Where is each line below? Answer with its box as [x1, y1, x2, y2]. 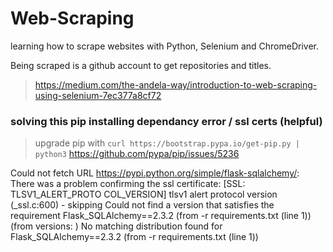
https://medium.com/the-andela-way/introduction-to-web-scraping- [34, 78, 318, 91]
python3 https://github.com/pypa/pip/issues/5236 [34, 148, 240, 160]
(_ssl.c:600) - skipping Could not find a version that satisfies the [10, 199, 275, 211]
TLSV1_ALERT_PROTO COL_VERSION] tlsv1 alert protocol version [10, 188, 278, 201]
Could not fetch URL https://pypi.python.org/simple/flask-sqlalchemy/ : [10, 167, 300, 179]
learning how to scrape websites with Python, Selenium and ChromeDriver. [10, 40, 320, 52]
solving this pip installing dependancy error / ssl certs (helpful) [10, 114, 323, 128]
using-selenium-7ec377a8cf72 [34, 89, 162, 101]
